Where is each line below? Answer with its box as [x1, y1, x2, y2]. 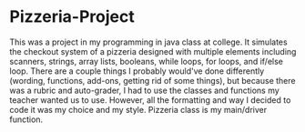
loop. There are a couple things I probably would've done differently [9, 66, 265, 76]
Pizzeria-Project [9, 6, 135, 27]
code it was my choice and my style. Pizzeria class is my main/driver [9, 104, 267, 115]
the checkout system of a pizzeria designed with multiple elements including [9, 46, 297, 56]
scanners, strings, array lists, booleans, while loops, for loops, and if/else [9, 56, 284, 66]
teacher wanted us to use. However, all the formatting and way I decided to [9, 94, 291, 106]
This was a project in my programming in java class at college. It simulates [9, 36, 289, 47]
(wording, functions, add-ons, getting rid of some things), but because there [9, 75, 296, 86]
